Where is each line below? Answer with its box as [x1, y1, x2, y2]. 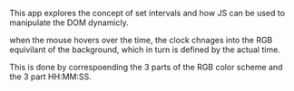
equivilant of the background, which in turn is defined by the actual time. [9, 44, 281, 55]
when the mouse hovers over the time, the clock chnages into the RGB [9, 35, 273, 45]
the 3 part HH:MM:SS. [9, 71, 93, 82]
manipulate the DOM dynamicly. [9, 17, 129, 28]
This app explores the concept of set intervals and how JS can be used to [9, 8, 286, 18]
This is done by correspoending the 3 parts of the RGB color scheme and [9, 62, 283, 72]
